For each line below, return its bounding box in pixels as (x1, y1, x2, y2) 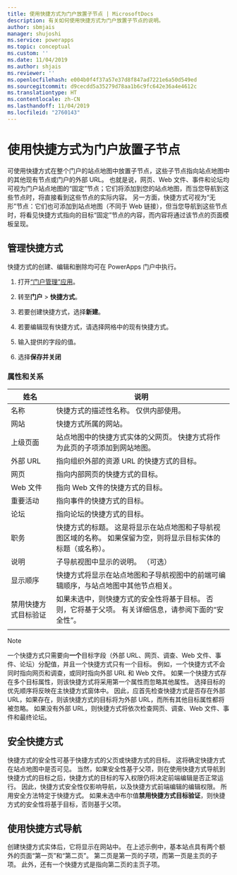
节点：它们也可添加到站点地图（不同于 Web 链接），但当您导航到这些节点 (16, 202, 228, 210)
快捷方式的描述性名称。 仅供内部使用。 (56, 405, 186, 415)
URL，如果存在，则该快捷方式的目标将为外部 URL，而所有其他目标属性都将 (7, 695, 225, 704)
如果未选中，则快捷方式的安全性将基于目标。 (56, 593, 205, 603)
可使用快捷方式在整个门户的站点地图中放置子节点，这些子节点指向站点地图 (7, 166, 224, 175)
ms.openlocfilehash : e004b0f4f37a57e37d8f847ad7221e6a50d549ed (7, 76, 197, 83)
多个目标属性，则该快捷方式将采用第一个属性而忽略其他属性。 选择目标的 (13, 677, 226, 686)
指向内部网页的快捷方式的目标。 (56, 469, 162, 479)
